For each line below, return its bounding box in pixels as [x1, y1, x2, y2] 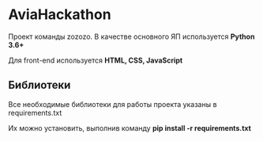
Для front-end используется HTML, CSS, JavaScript [8, 55, 183, 65]
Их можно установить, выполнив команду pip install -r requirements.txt [8, 123, 251, 132]
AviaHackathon [8, 6, 112, 24]
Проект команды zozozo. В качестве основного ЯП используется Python [8, 32, 255, 41]
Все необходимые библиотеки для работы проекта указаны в [8, 99, 217, 109]
